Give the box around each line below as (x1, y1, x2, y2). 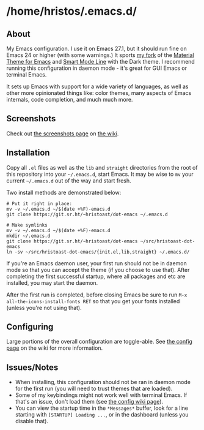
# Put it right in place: (6, 200, 72, 206)
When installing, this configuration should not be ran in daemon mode (15, 379, 191, 386)
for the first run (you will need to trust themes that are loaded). (15, 385, 173, 393)
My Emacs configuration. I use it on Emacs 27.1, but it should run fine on (6, 45, 188, 52)
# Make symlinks (6, 222, 48, 228)
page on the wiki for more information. (6, 344, 103, 352)
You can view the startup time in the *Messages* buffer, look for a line (15, 404, 188, 412)
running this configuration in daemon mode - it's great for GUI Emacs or (6, 64, 188, 72)
